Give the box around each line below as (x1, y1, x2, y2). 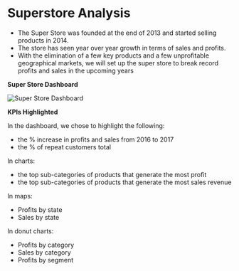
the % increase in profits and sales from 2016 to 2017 (17, 135, 174, 144)
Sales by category (17, 248, 71, 257)
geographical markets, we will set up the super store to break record (17, 58, 219, 67)
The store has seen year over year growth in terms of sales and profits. (17, 43, 226, 52)
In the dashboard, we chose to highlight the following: (7, 121, 165, 129)
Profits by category (17, 240, 75, 249)
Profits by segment (17, 255, 74, 264)
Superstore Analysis (7, 5, 131, 21)
